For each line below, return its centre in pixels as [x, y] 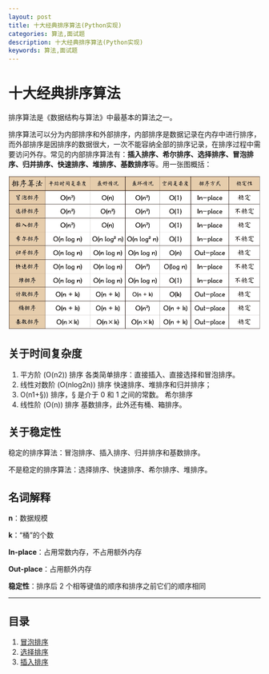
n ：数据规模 [28, 518]
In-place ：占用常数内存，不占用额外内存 [75, 552]
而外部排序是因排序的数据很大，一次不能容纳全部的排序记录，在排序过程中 [131, 145]
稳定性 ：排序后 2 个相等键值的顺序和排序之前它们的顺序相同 [107, 586]
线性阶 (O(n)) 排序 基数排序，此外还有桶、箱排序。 [103, 405]
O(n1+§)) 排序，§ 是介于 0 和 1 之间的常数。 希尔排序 [106, 394]
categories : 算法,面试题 [47, 34]
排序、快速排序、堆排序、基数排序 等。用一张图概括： [124, 165]
